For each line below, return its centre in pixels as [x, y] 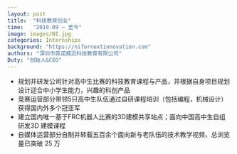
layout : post [27, 14]
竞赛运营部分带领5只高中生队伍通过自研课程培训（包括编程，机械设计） [122, 99]
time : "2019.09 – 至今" [44, 27]
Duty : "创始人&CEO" [35, 60]
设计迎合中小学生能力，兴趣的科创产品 [74, 90]
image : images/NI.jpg [39, 34]
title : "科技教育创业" [39, 21]
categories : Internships [44, 40]
